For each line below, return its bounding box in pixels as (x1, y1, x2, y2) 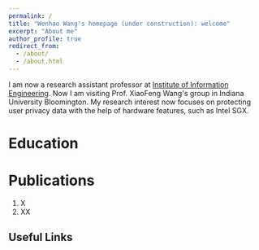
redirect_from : (8, 42, 60, 50)
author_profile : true (8, 34, 82, 43)
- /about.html (15, 58, 63, 66)
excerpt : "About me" (8, 27, 79, 35)
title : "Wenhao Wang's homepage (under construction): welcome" (8, 20, 231, 28)
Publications (8, 172, 95, 190)
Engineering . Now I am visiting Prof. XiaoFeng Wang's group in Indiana (8, 88, 244, 98)
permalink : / (8, 11, 53, 20)
